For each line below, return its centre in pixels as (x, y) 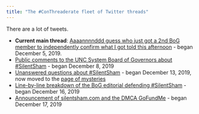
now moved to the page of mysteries (60, 79)
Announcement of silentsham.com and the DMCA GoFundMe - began (101, 98)
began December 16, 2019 (47, 91)
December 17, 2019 (38, 104)
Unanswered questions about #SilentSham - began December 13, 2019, (103, 72)
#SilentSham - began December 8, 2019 (64, 66)
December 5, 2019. (38, 53)
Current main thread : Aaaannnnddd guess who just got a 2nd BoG (97, 40)
